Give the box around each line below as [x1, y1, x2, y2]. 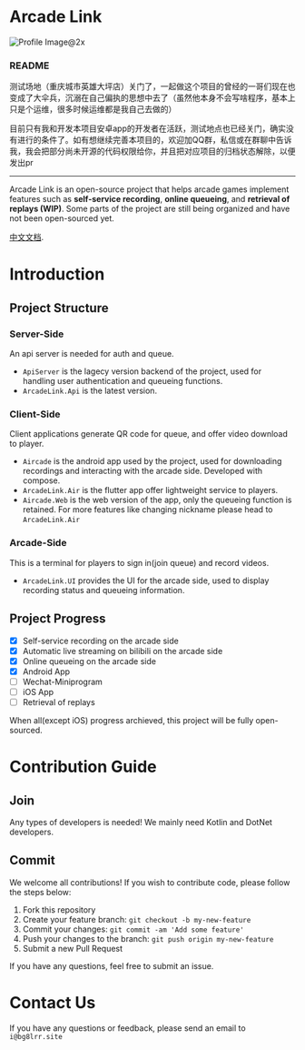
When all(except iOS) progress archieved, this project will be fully [9, 714, 254, 725]
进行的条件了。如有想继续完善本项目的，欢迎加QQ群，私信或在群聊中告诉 [16, 135, 292, 146]
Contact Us [9, 992, 96, 1013]
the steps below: [9, 886, 72, 897]
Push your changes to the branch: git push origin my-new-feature [22, 933, 274, 944]
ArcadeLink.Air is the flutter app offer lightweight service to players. [22, 485, 279, 496]
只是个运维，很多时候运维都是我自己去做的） [9, 104, 177, 115]
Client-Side [9, 408, 61, 420]
